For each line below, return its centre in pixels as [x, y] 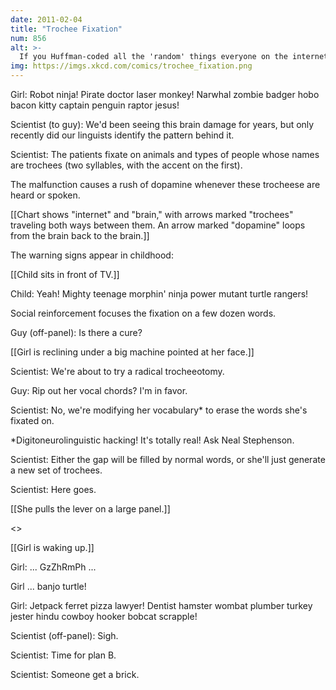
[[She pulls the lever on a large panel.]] [90, 509]
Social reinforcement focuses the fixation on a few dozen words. [143, 313]
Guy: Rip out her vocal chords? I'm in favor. [99, 390]
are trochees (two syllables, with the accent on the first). [126, 165]
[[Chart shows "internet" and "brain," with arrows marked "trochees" [152, 214]
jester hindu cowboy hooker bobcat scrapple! [104, 616]
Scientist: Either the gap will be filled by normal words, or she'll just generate [168, 459]
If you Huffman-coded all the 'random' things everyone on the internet [174, 57]
